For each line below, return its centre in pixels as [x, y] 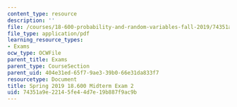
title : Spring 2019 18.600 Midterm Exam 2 [71, 86]
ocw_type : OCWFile [34, 53]
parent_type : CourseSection [49, 66]
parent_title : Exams [38, 60]
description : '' [31, 20]
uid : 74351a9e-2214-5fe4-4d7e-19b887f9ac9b [72, 92]
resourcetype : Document [42, 79]
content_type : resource [42, 14]
